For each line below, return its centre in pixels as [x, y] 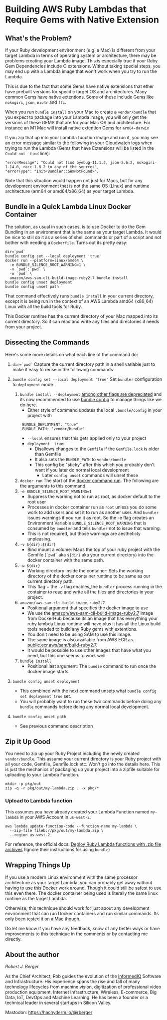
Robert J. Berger [22, 967]
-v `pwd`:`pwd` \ [28, 269]
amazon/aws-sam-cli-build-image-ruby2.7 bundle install [69, 278]
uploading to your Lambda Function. [42, 775]
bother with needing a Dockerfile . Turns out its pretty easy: [66, 243]
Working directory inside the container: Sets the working [85, 570]
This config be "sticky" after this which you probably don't [95, 465]
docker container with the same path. [66, 560]
